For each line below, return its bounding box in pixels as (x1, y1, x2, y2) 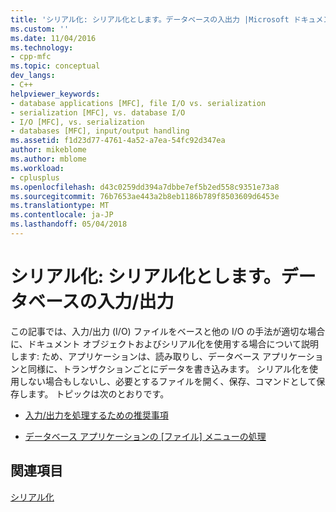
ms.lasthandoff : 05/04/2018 (10, 219, 128, 230)
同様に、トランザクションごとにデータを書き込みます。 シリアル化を (27, 362, 310, 375)
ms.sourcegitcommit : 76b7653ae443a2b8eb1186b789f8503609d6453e (10, 191, 280, 201)
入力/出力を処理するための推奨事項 (24, 409, 169, 421)
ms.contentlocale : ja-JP (10, 210, 114, 220)
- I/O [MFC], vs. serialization (10, 117, 145, 127)
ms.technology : (10, 42, 74, 53)
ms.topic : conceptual (10, 61, 101, 71)
